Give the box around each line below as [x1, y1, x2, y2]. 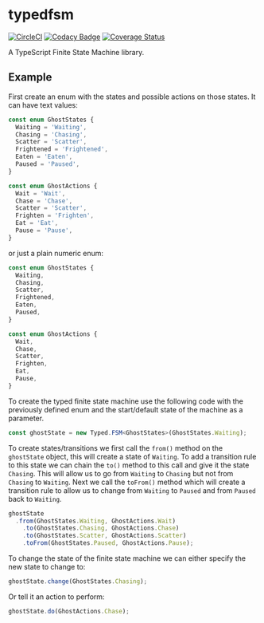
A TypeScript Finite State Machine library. [8, 47, 145, 57]
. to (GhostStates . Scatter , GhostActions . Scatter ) [22, 532, 187, 540]
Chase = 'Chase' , [15, 197, 73, 205]
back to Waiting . [8, 494, 62, 503]
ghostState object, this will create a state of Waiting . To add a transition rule [8, 451, 257, 461]
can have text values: [8, 100, 78, 109]
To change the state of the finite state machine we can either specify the [8, 554, 247, 563]
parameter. [8, 413, 45, 423]
